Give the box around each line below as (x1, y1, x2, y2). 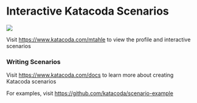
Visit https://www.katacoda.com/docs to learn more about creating (6, 71, 174, 79)
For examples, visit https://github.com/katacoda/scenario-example (6, 90, 173, 97)
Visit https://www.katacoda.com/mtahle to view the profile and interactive (6, 35, 191, 43)
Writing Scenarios (6, 57, 61, 66)
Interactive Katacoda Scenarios (6, 4, 169, 18)
